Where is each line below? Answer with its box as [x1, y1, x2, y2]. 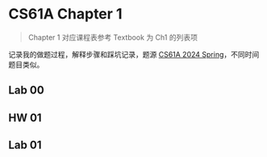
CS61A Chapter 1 [8, 5, 123, 23]
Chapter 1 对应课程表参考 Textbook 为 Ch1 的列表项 [27, 32, 198, 42]
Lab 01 [8, 138, 42, 152]
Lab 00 [8, 84, 44, 97]
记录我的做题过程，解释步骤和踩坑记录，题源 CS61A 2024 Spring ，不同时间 [8, 49, 260, 59]
